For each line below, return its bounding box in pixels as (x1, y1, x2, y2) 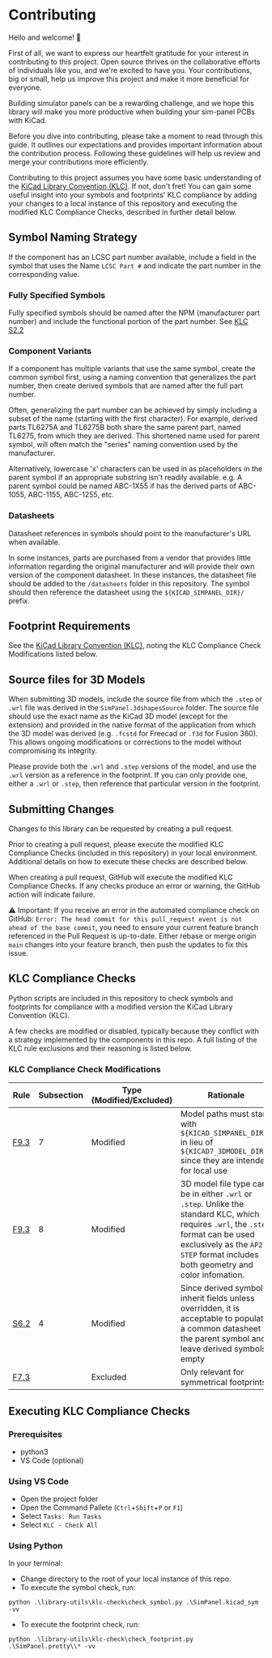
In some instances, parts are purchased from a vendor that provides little (8, 552, 251, 562)
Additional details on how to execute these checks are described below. (8, 857, 249, 867)
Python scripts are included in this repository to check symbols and (8, 993, 233, 1003)
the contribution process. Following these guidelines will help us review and (8, 148, 261, 158)
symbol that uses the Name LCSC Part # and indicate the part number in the (8, 261, 261, 271)
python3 (19, 1447, 49, 1456)
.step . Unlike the (181, 1199, 244, 1210)
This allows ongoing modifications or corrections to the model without (8, 737, 242, 747)
